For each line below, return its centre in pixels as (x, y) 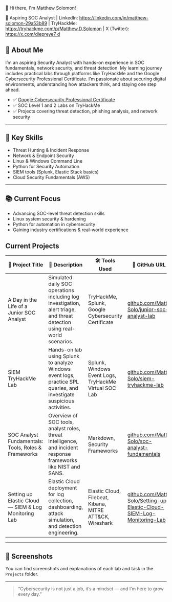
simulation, (61, 520)
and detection (65, 526)
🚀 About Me (24, 50)
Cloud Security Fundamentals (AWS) (51, 177)
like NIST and (64, 467)
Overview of (63, 416)
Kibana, (97, 504)
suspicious (61, 401)
